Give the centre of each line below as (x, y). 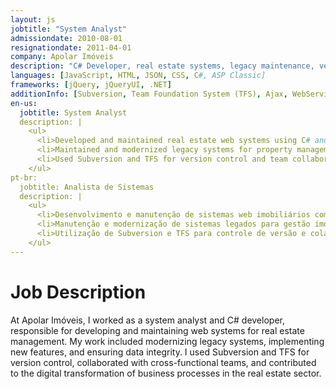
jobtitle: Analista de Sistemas (87, 187)
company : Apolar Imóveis (62, 57)
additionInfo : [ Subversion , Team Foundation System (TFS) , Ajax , (149, 94)
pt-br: (24, 177)
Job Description (78, 292)
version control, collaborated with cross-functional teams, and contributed (163, 362)
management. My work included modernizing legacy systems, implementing (167, 341)
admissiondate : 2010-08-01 (66, 38)
